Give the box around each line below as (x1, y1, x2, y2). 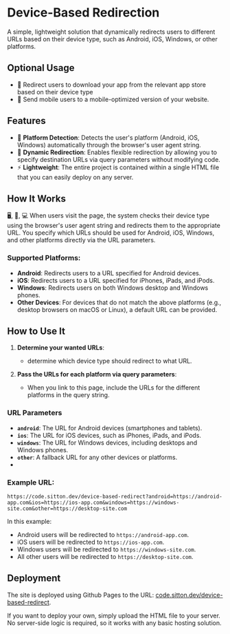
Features (7, 115, 46, 127)
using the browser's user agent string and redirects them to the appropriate (7, 222, 221, 230)
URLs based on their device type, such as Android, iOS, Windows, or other (7, 34, 218, 43)
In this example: (7, 518, 52, 526)
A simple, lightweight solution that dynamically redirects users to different (7, 28, 216, 36)
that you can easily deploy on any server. (16, 173, 134, 181)
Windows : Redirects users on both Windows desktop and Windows (16, 284, 209, 292)
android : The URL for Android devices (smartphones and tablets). (16, 423, 203, 432)
